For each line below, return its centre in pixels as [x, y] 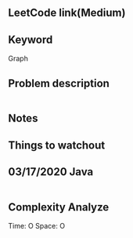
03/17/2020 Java [51, 172]
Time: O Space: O [36, 226]
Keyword [31, 40]
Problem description [59, 83]
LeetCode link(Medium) [67, 13]
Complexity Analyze [59, 207]
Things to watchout [57, 145]
